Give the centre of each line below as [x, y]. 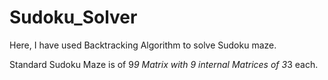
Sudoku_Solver [73, 17]
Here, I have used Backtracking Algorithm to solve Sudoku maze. [143, 45]
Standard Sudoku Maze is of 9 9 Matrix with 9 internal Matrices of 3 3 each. [164, 64]
